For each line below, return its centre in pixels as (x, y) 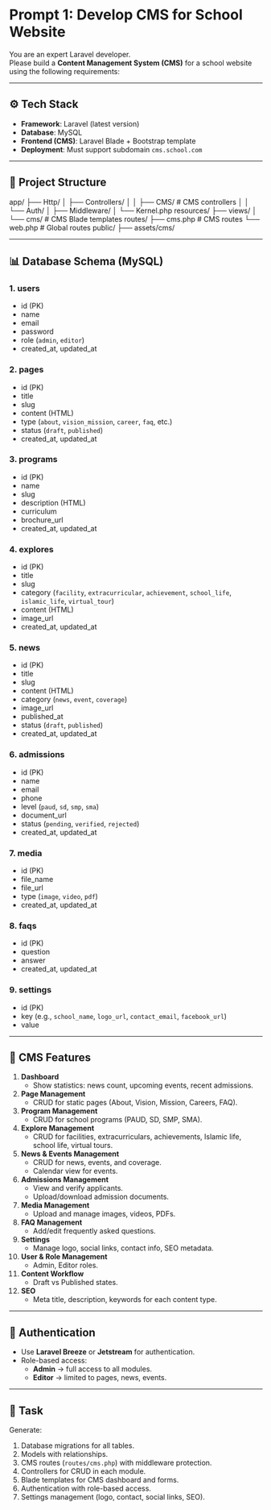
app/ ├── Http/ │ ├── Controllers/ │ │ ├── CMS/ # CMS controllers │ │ (129, 202)
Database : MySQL (51, 132)
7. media (26, 853)
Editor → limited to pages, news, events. (100, 1378)
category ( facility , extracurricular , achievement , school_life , (126, 593)
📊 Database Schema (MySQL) (86, 261)
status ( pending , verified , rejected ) (80, 823)
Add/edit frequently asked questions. (94, 1231)
